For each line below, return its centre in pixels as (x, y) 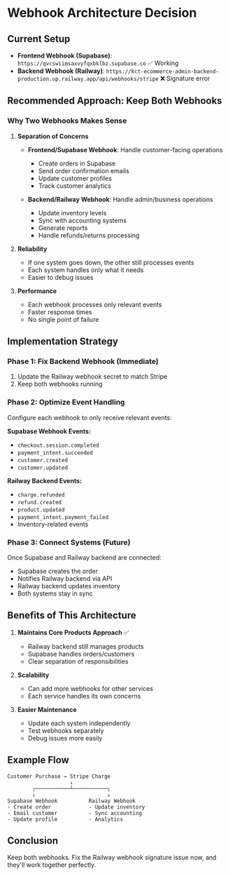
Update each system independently (79, 723)
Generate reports (63, 228)
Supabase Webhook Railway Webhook (72, 801)
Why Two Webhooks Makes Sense (67, 121)
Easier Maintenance (47, 709)
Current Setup (39, 39)
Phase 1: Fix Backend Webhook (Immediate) (83, 361)
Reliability (32, 249)
